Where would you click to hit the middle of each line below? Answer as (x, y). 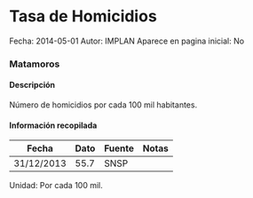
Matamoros (35, 64)
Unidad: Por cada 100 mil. (56, 186)
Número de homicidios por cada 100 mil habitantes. (103, 105)
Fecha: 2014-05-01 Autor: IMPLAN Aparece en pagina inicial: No (127, 41)
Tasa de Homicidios (83, 16)
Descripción (32, 85)
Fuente (119, 148)
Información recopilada (53, 125)
